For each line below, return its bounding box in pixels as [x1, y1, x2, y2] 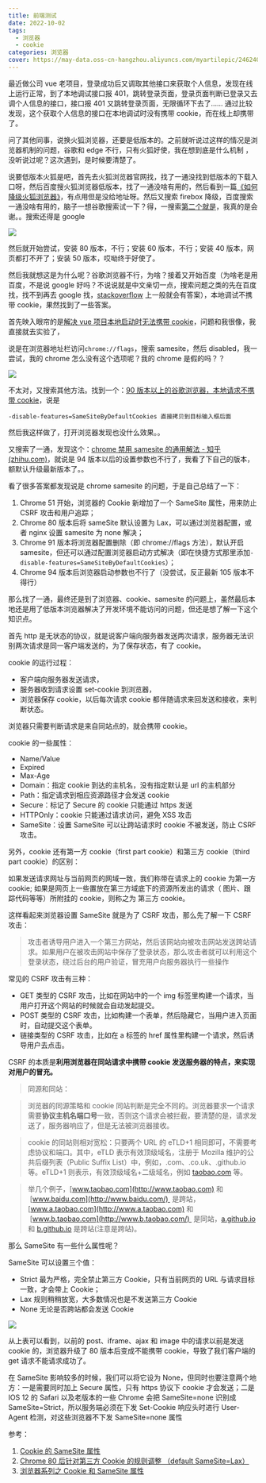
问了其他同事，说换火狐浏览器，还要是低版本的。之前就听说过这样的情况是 [8, 135, 251, 144]
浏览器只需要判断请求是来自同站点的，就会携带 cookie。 [8, 721, 192, 730]
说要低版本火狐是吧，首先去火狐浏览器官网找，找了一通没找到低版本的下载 [8, 171, 251, 181]
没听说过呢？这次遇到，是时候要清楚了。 [8, 155, 140, 164]
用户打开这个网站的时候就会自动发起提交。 [19, 1000, 159, 1010]
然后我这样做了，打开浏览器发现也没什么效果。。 [8, 427, 165, 437]
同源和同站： [27, 1084, 70, 1093]
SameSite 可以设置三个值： [8, 1258, 97, 1267]
